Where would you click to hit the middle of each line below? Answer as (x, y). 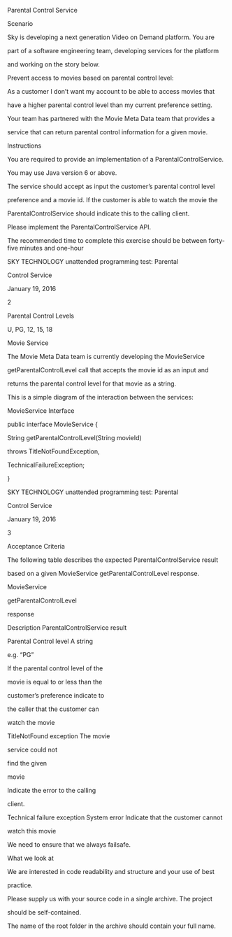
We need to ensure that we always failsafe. (69, 845)
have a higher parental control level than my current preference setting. (110, 105)
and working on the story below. (53, 64)
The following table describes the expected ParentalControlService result (113, 560)
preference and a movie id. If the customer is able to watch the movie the (113, 200)
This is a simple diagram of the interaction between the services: (100, 397)
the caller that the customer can (53, 709)
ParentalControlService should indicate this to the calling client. (99, 213)
